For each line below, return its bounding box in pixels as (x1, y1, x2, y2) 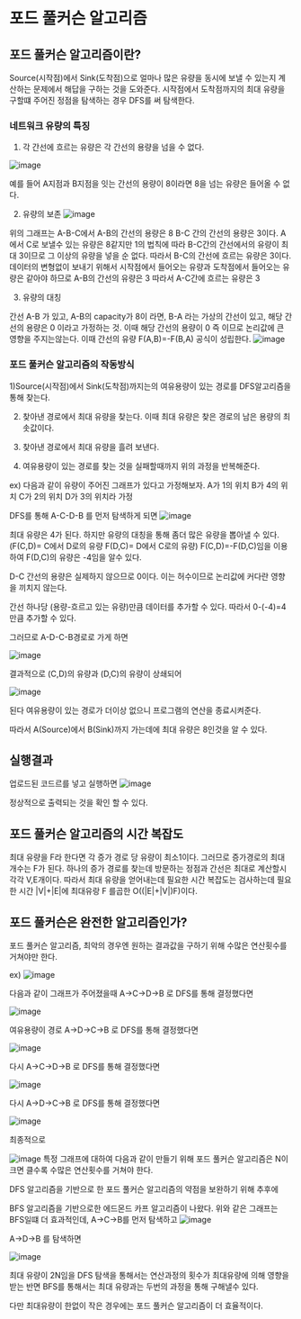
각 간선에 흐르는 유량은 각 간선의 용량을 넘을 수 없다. (22, 141, 205, 153)
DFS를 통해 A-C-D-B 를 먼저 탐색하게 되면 (9, 510, 158, 520)
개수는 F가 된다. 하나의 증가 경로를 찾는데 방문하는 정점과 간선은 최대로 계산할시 (9, 863, 288, 874)
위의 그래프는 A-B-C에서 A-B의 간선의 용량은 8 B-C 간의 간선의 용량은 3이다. (9, 228, 279, 239)
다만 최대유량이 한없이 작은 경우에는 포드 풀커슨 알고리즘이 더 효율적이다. (9, 1300, 263, 1311)
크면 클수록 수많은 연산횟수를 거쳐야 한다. (9, 1165, 154, 1176)
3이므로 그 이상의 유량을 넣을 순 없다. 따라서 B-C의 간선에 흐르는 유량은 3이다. (18, 250, 292, 261)
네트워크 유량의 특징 (9, 119, 91, 131)
